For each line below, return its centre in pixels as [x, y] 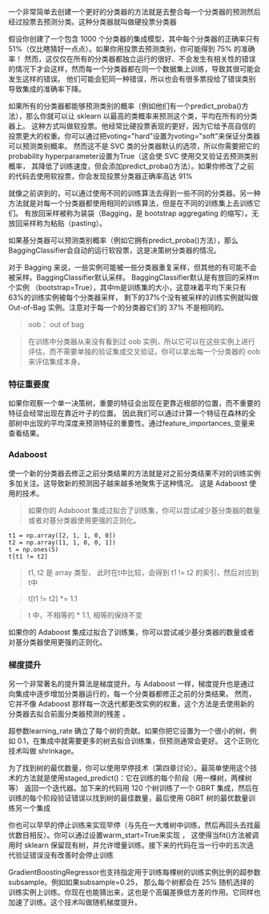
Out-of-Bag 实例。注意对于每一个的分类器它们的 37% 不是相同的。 [118, 307]
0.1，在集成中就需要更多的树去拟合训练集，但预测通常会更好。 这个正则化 [138, 741]
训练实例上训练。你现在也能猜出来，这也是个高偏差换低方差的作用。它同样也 [134, 892]
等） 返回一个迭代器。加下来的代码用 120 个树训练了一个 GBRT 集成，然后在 [134, 787]
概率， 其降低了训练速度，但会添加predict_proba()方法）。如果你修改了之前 [131, 166]
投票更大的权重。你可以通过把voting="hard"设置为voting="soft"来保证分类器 [134, 136]
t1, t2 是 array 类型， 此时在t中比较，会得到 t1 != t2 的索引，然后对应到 [143, 572]
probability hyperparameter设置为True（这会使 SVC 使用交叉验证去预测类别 [133, 156]
